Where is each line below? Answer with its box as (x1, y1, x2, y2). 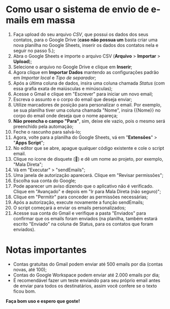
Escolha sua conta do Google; (13, 177, 76, 184)
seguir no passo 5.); (13, 47, 55, 54)
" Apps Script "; (13, 139, 45, 146)
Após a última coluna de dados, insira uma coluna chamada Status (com (13, 80, 165, 86)
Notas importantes (6, 244, 87, 256)
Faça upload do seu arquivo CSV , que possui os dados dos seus (13, 31, 149, 37)
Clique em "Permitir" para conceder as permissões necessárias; (13, 194, 148, 200)
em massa (31, 14, 75, 26)
